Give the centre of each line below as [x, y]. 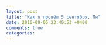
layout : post [22, 11]
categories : [20, 33]
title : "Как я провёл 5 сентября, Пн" [53, 17]
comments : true [25, 28]
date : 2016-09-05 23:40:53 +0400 [47, 22]
